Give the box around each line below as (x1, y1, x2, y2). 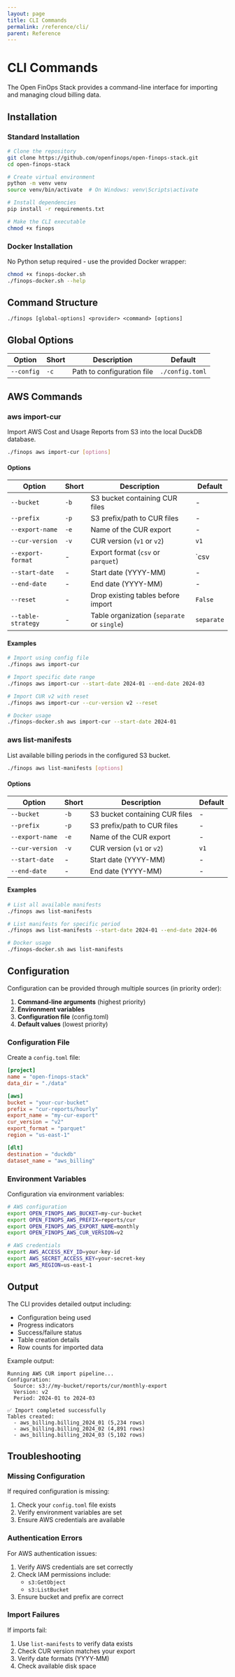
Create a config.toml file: (7, 1054, 80, 1062)
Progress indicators (17, 1320, 74, 1329)
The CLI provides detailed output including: (7, 1299, 131, 1308)
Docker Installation (7, 241, 73, 251)
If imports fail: (7, 1626, 48, 1634)
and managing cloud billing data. (7, 90, 101, 99)
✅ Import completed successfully (7, 1407, 106, 1414)
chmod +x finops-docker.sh (7, 270, 86, 277)
